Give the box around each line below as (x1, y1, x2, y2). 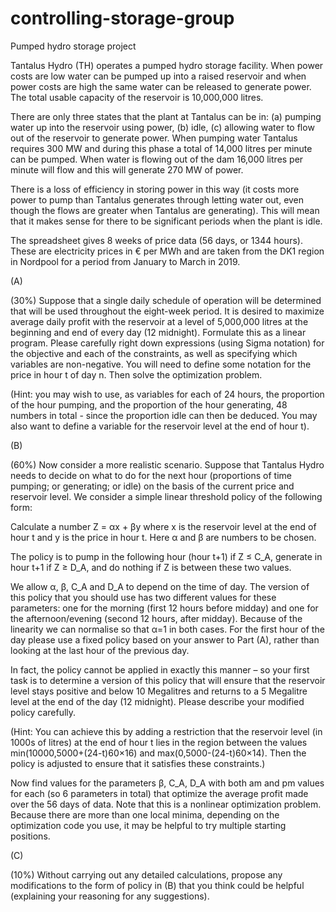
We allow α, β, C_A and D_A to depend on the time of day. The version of (10, 580, 310, 592)
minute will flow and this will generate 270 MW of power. (10, 163, 244, 176)
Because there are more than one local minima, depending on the (10, 808, 280, 821)
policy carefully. (10, 706, 77, 718)
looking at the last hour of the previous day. (10, 644, 190, 656)
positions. (10, 830, 51, 842)
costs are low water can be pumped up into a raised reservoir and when (10, 70, 307, 82)
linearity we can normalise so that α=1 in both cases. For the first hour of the (10, 623, 325, 635)
